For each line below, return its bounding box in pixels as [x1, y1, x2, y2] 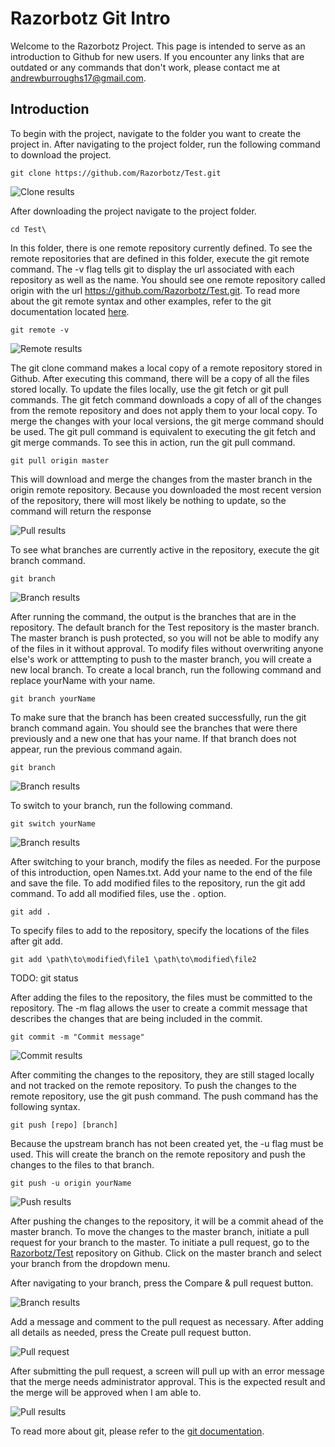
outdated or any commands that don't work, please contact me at [10, 61, 280, 73]
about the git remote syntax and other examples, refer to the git [10, 295, 272, 307]
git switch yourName [10, 818, 97, 829]
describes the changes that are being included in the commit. [10, 1012, 263, 1024]
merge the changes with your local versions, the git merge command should [10, 415, 325, 427]
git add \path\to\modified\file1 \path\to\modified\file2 [10, 954, 257, 964]
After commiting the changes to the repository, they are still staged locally [10, 1068, 315, 1081]
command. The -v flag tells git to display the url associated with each [10, 263, 295, 275]
